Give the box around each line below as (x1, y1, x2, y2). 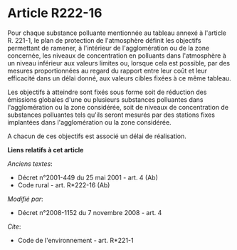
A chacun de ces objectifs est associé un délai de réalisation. (7, 132, 187, 140)
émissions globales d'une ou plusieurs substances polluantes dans (7, 95, 204, 104)
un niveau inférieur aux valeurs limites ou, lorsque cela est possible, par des (7, 58, 230, 67)
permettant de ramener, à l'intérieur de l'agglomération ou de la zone (7, 43, 210, 52)
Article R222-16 (7, 5, 102, 21)
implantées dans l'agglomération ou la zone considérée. (7, 118, 172, 126)
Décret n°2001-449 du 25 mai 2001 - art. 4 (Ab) (17, 173, 159, 182)
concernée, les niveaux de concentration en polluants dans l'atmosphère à (7, 51, 226, 60)
